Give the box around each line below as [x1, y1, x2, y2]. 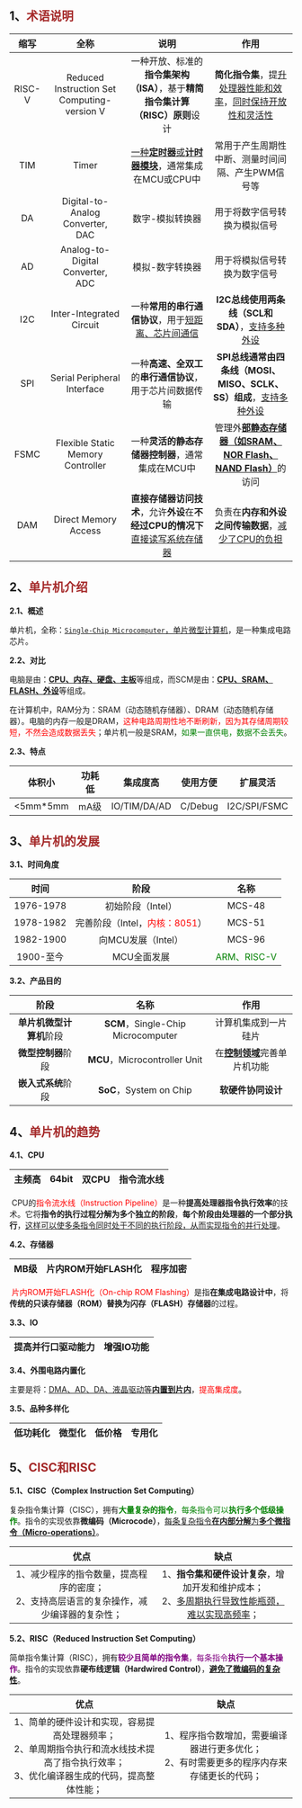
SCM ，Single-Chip [103, 1017, 186, 1030]
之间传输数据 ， [214, 519, 279, 532]
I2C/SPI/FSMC [226, 800, 289, 812]
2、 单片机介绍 [9, 579, 88, 595]
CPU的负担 [236, 533, 283, 545]
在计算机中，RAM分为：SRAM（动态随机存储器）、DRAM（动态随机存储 [9, 704, 274, 715]
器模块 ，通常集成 [130, 159, 204, 172]
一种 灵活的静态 [130, 434, 195, 447]
